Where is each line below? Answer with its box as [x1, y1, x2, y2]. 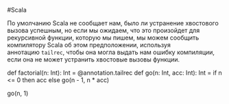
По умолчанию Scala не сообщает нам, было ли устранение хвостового [7, 19, 219, 27]
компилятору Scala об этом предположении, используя [7, 41, 171, 49]
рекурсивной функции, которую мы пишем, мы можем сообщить [7, 34, 200, 42]
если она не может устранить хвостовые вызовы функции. [7, 55, 180, 64]
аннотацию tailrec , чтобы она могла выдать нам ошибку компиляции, [7, 48, 215, 56]
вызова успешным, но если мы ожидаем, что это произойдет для [7, 27, 200, 34]
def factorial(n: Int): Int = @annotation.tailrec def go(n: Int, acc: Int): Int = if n [7, 68, 223, 77]
